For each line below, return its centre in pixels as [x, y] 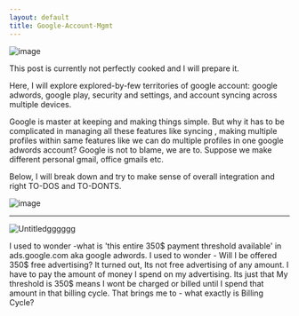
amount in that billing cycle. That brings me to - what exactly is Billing [137, 293]
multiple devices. [40, 104]
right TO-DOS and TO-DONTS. [65, 186]
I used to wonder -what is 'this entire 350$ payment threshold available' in [145, 246]
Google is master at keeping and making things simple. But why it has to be [147, 122]
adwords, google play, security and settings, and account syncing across [143, 95]
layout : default [39, 17]
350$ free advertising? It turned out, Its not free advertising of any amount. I [149, 265]
